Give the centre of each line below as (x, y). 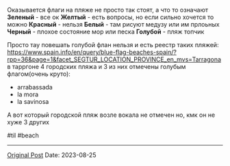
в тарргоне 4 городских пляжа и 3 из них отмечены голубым (97, 67)
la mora (28, 94)
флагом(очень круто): (39, 74)
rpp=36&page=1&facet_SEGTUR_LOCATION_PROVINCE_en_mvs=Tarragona (114, 59)
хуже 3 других (28, 122)
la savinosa (33, 101)
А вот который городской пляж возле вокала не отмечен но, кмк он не (111, 115)
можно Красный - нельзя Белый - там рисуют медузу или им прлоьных (114, 24)
